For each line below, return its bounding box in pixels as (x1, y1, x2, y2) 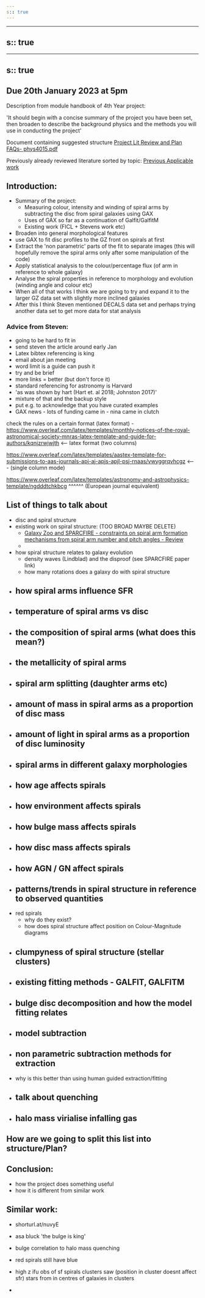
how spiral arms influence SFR (15, 585, 134, 596)
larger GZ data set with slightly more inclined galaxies (15, 294, 151, 302)
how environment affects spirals (15, 801, 142, 812)
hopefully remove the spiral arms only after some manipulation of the (15, 249, 189, 256)
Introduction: (6, 181, 57, 192)
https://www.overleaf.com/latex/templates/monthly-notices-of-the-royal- (6, 426, 190, 433)
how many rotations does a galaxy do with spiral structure (24, 568, 170, 575)
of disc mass (15, 708, 65, 719)
